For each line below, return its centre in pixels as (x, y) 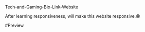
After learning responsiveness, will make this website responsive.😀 (73, 16)
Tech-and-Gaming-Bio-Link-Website (42, 7)
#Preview (15, 25)
